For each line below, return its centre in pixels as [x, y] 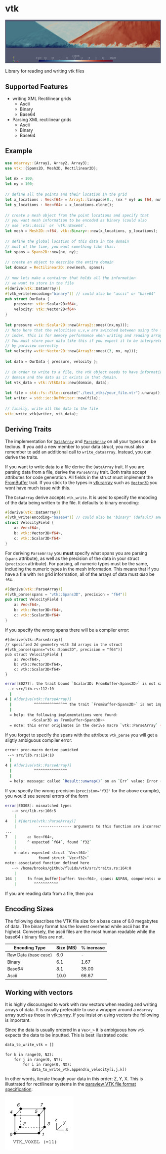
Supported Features [37, 86]
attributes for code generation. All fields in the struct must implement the [79, 477]
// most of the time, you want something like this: [61, 247]
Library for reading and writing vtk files [45, 71]
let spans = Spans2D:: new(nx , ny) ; [42, 252]
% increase [93, 948]
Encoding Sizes [29, 909]
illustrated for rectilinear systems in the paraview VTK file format [71, 1084]
